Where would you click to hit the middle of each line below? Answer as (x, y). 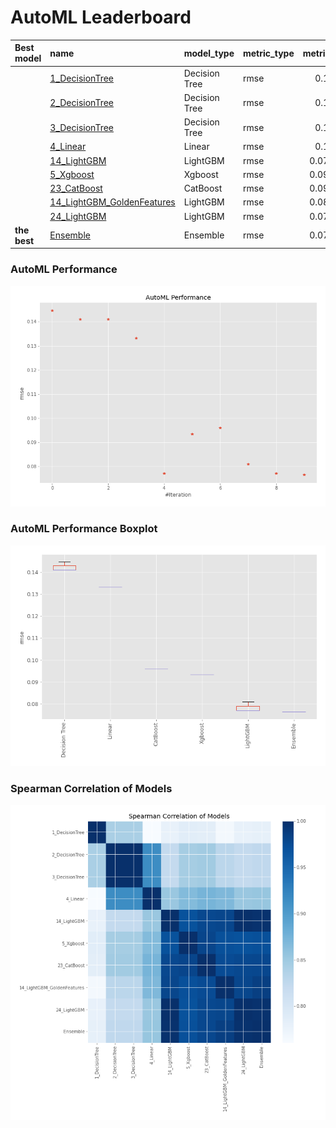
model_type (209, 53)
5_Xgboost (72, 174)
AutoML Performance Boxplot (84, 529)
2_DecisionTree (81, 103)
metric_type (269, 53)
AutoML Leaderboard (101, 17)
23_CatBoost (76, 188)
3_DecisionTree (81, 127)
